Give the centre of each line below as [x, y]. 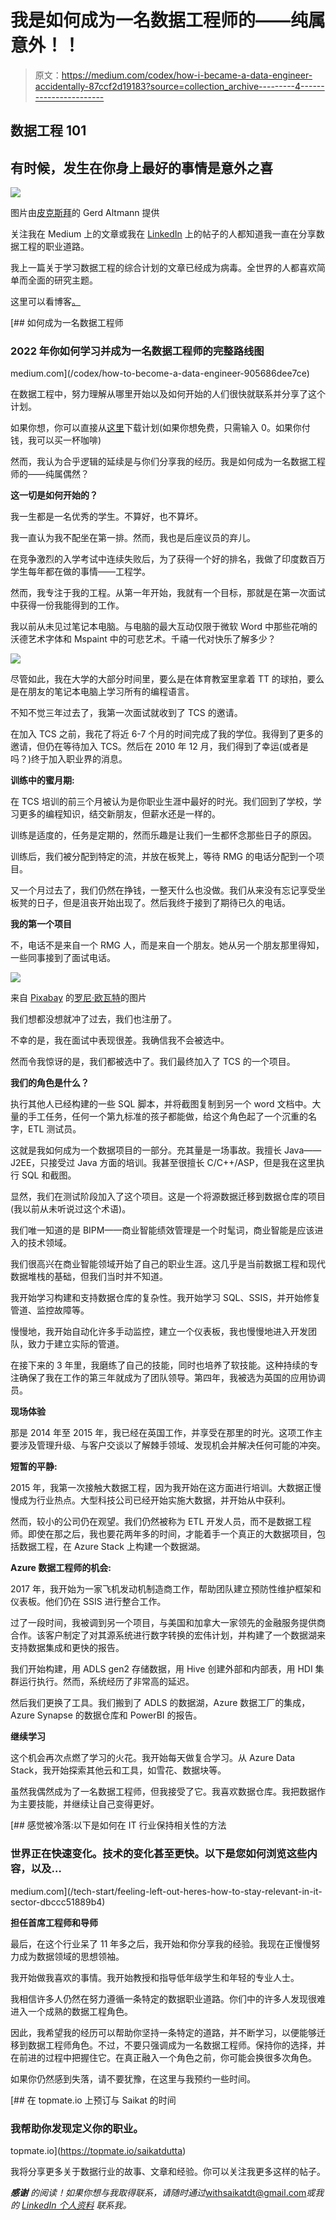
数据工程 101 [48, 131]
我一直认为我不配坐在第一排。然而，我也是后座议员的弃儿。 [133, 538]
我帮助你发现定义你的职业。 [77, 2128]
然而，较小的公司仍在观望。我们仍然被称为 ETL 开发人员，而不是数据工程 [161, 1522]
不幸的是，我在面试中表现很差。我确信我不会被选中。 [120, 1040]
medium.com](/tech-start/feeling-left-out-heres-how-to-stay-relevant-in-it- [166, 1891]
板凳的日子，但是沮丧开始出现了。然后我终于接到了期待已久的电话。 [150, 903]
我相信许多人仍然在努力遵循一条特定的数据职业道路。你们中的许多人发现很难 [168, 1998]
